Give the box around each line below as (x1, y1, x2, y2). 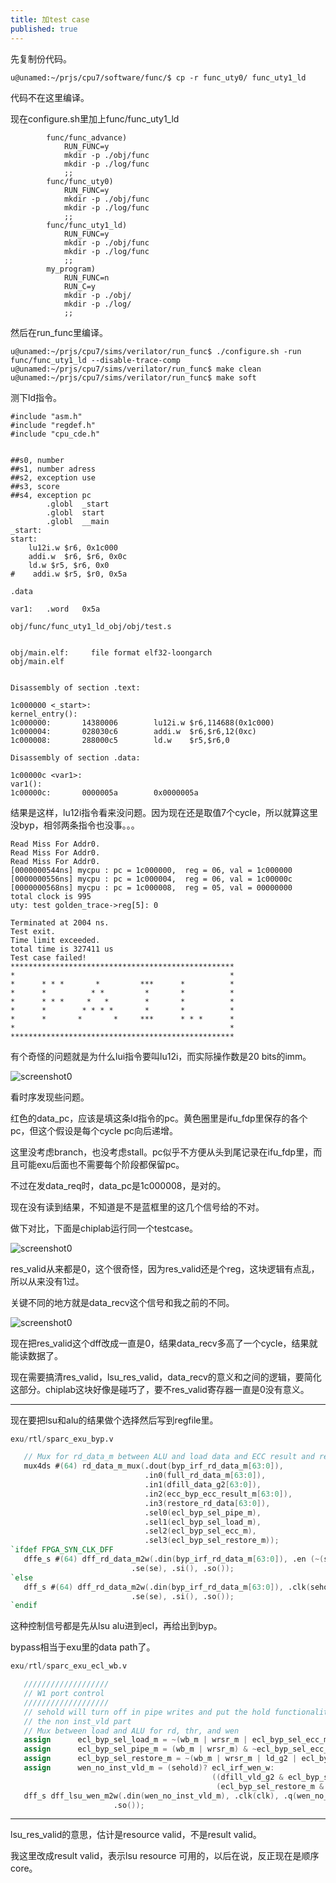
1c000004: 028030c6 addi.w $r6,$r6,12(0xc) (10, 726, 257, 736)
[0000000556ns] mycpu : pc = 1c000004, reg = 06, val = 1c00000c (10, 874, 293, 884)
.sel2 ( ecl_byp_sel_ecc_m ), (144, 1526, 257, 1536)
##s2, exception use (10, 472, 97, 483)
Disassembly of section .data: (10, 752, 141, 763)
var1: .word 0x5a (10, 604, 101, 614)
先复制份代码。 (10, 52, 72, 65)
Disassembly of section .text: (10, 682, 141, 693)
